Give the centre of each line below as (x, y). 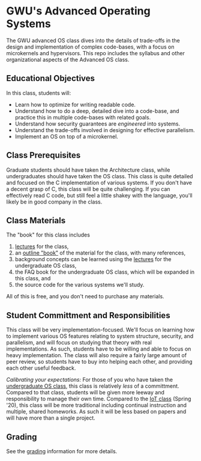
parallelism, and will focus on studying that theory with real (79, 343)
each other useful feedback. (41, 368)
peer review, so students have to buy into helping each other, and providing (100, 362)
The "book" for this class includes (48, 235)
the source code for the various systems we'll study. (79, 285)
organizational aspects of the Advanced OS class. (68, 59)
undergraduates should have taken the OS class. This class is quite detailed (100, 176)
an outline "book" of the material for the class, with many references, (100, 253)
